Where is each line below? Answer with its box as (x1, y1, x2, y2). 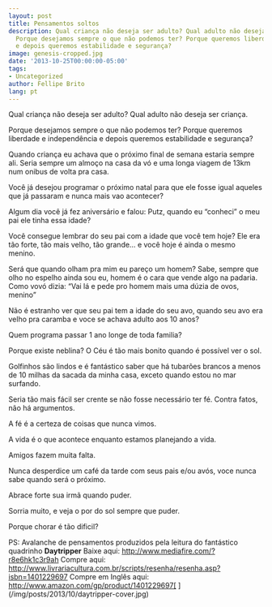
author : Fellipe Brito (8, 80, 85, 88)
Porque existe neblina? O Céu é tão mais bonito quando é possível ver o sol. (8, 346, 262, 355)
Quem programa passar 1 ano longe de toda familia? (8, 330, 182, 340)
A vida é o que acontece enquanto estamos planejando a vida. (8, 435, 217, 445)
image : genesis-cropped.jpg (8, 50, 104, 58)
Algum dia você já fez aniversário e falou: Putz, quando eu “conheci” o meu (8, 207, 261, 217)
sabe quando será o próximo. (8, 475, 107, 484)
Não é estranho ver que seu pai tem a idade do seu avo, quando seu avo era (8, 306, 263, 316)
